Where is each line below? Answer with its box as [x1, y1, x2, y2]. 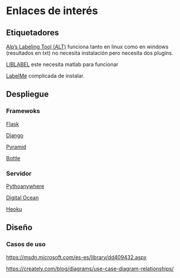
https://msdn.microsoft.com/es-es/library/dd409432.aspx [6, 253, 147, 260]
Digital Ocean [6, 194, 39, 201]
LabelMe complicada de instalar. [6, 72, 85, 79]
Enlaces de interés [6, 4, 98, 18]
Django [6, 131, 24, 139]
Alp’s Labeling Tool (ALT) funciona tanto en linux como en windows [6, 43, 169, 50]
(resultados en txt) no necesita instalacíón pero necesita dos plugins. [6, 49, 174, 57]
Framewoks [6, 107, 41, 115]
